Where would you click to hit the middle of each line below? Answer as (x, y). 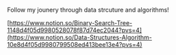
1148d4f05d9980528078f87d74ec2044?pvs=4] (75, 30)
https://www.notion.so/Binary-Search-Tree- (71, 23)
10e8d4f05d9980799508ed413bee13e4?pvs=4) (75, 44)
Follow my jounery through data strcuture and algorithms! (88, 10)
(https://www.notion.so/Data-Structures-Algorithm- (79, 37)
